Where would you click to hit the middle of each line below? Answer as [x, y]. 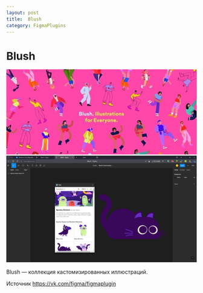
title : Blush [24, 19]
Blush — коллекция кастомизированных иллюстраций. [77, 272]
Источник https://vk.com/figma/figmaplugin [61, 284]
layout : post [23, 13]
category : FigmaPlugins [36, 25]
